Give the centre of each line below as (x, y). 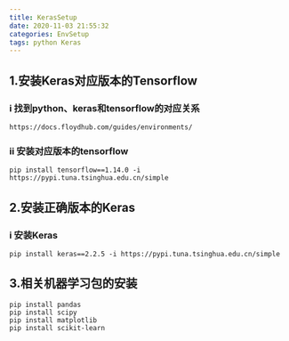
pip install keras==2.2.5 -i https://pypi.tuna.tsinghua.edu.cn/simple (144, 254)
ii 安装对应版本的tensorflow (69, 150)
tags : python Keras (45, 42)
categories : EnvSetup (49, 34)
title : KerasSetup (43, 17)
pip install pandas (45, 304)
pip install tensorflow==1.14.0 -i (75, 170)
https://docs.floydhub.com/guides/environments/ (101, 127)
